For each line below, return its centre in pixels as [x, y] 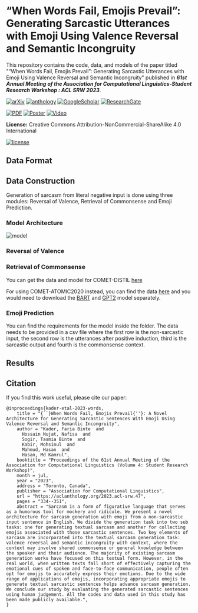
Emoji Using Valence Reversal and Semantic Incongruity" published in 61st [97, 77]
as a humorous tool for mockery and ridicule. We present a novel [89, 512]
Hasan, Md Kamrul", [45, 455]
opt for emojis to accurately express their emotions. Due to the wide [96, 574]
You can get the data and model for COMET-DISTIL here [74, 280]
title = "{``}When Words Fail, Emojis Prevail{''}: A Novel [92, 414]
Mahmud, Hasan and [45, 450]
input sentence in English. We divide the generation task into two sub [97, 522]
